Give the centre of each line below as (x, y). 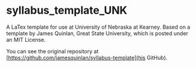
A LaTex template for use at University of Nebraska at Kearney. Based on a (98, 27)
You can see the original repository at (52, 51)
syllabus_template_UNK (67, 10)
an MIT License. (26, 39)
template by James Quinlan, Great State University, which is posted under (97, 33)
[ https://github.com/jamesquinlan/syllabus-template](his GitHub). (87, 57)
